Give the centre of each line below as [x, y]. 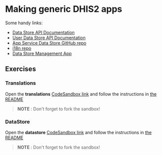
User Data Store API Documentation [49, 38]
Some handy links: [24, 23]
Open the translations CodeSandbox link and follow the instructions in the [81, 94]
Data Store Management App [42, 53]
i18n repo [22, 48]
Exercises [21, 69]
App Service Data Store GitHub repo [49, 43]
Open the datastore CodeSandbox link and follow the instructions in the [79, 132]
